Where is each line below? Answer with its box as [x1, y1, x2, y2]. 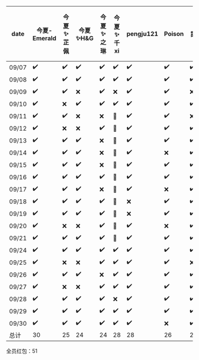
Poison [163, 30, 184, 38]
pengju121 [126, 30, 159, 38]
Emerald [32, 34, 57, 42]
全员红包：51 [6, 348, 37, 354]
